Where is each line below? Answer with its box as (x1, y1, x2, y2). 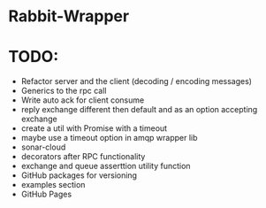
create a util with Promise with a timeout (20, 123, 168, 134)
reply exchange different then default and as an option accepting (20, 104, 258, 115)
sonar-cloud (20, 142, 66, 152)
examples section (20, 180, 86, 190)
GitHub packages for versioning (20, 170, 138, 181)
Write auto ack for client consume (20, 95, 145, 105)
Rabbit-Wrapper (8, 6, 130, 27)
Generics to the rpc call (20, 86, 107, 96)
